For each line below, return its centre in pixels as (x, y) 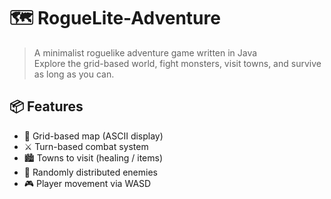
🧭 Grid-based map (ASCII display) (93, 136)
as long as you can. (74, 74)
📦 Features (46, 106)
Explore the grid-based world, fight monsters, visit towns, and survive (177, 63)
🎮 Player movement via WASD (87, 183)
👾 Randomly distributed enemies (90, 172)
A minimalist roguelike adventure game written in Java (145, 52)
